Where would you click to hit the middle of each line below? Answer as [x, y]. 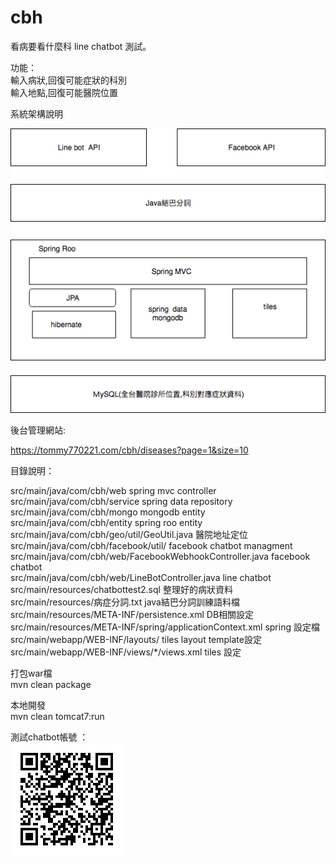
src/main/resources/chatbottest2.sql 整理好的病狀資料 [121, 589]
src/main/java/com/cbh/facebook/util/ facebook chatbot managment [151, 545]
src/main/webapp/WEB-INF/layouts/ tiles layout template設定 [136, 639]
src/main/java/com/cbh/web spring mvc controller [113, 490]
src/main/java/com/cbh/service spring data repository [121, 501]
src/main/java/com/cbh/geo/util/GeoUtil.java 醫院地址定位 [129, 534]
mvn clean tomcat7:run [57, 716]
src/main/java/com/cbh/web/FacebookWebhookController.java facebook [160, 556]
